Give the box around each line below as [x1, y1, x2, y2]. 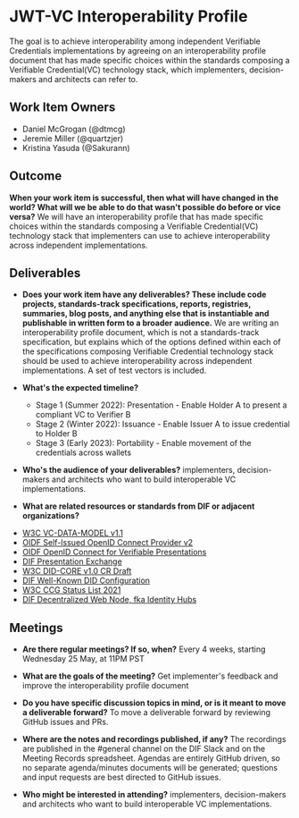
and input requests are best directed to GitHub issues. [21, 772, 221, 783]
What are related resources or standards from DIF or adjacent [21, 501, 255, 511]
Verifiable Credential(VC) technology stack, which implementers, [9, 64, 248, 75]
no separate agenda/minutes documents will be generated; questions [21, 763, 278, 773]
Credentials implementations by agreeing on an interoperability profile [9, 45, 266, 55]
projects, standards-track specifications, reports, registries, [21, 299, 252, 309]
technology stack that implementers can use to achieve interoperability [9, 230, 270, 240]
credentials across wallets [35, 447, 132, 458]
